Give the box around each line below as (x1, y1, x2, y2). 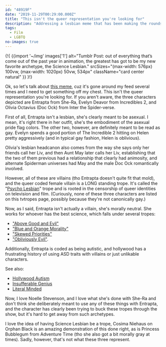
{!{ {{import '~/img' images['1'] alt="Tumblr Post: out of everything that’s (5, 53, 153, 59)
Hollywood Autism (12, 275, 50, 281)
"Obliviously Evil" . (12, 236, 48, 242)
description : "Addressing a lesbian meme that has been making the (5, 21, 147, 26)
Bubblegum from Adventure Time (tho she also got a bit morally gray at (5, 331, 150, 337)
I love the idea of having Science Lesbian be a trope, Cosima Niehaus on (5, 320, 153, 326)
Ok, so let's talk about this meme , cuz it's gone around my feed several (5, 83, 150, 89)
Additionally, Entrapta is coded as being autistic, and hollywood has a (5, 245, 146, 252)
